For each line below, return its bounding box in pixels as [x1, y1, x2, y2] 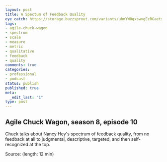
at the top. [29, 141, 51, 147]
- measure [5, 40, 26, 45]
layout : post [5, 7, 32, 12]
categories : [5, 67, 30, 72]
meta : [5, 90, 16, 95]
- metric [5, 44, 23, 49]
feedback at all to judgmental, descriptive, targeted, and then [5, 136, 130, 142]
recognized [5, 141, 29, 147]
